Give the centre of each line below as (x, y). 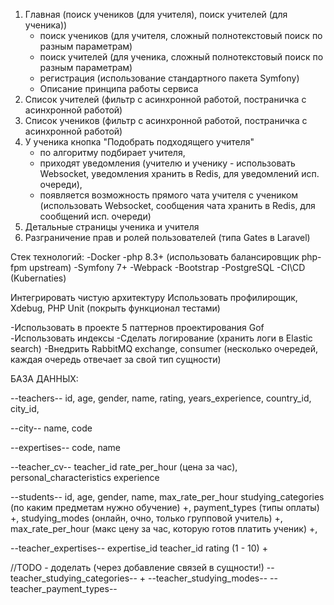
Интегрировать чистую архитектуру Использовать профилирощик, (154, 297)
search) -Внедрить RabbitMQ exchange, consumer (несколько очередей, (164, 348)
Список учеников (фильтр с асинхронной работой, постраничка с (166, 120)
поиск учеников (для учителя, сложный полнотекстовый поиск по (181, 35)
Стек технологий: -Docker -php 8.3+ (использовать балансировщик (155, 257)
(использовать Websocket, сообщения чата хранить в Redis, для (177, 205)
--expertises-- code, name (65, 447)
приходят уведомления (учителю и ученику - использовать (167, 163)
